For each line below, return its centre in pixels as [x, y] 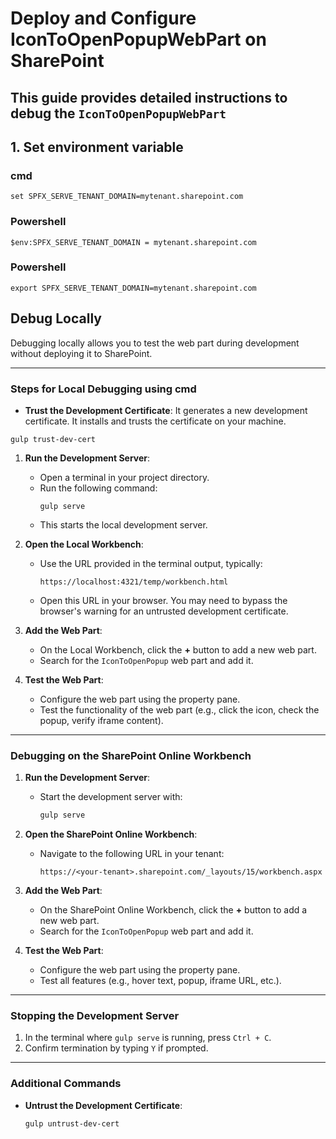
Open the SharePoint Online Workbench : [111, 834]
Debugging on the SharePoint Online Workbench [131, 755]
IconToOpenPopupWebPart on [138, 39]
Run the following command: [98, 488]
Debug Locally [56, 318]
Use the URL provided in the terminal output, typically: [151, 563]
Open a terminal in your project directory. [124, 477]
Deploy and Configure [103, 18]
